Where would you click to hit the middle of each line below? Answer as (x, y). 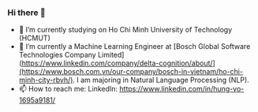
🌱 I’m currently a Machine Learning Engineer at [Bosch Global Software (135, 47)
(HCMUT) (34, 38)
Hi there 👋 (27, 13)
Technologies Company (57, 55)
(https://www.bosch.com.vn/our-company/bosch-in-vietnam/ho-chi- (131, 72)
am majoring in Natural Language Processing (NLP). (165, 80)
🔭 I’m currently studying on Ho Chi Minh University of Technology (125, 30)
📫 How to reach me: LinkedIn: (68, 89)
